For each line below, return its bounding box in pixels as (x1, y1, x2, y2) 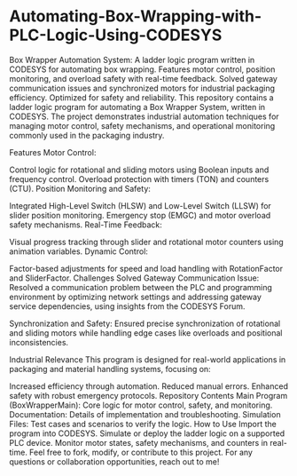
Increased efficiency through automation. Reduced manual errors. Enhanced (9, 380, 288, 392)
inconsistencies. (9, 337, 69, 347)
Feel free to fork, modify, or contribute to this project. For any (29, 447, 253, 457)
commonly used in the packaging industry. (9, 130, 165, 140)
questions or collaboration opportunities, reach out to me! (9, 456, 220, 467)
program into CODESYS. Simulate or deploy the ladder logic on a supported (9, 428, 285, 439)
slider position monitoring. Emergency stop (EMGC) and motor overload (9, 210, 271, 220)
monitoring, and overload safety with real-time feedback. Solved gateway (9, 73, 277, 83)
